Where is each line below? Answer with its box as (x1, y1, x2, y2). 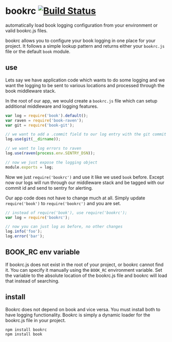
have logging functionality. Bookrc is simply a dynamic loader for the (5, 312, 150, 318)
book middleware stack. (5, 88, 56, 94)
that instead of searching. (5, 277, 60, 284)
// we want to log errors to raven (5, 146, 82, 151)
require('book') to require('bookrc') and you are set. (5, 200, 121, 206)
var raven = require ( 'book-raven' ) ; (5, 118, 84, 123)
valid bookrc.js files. (5, 27, 48, 33)
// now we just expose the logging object (5, 159, 98, 165)
